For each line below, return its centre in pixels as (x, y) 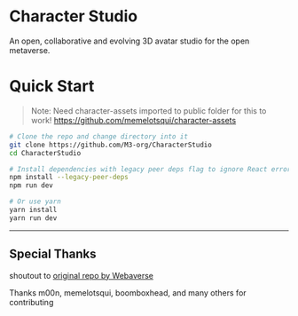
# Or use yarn (35, 201)
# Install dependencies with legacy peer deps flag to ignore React (138, 169)
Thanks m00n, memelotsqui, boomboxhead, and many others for (128, 292)
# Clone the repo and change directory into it (99, 136)
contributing (31, 302)
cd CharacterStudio (45, 153)
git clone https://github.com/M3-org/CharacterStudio (111, 145)
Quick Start (52, 87)
